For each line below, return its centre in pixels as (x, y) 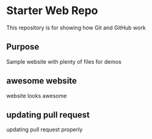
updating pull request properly (45, 130)
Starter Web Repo (52, 11)
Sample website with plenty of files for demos (64, 61)
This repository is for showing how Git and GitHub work (76, 28)
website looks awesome (37, 96)
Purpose (23, 47)
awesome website (42, 81)
